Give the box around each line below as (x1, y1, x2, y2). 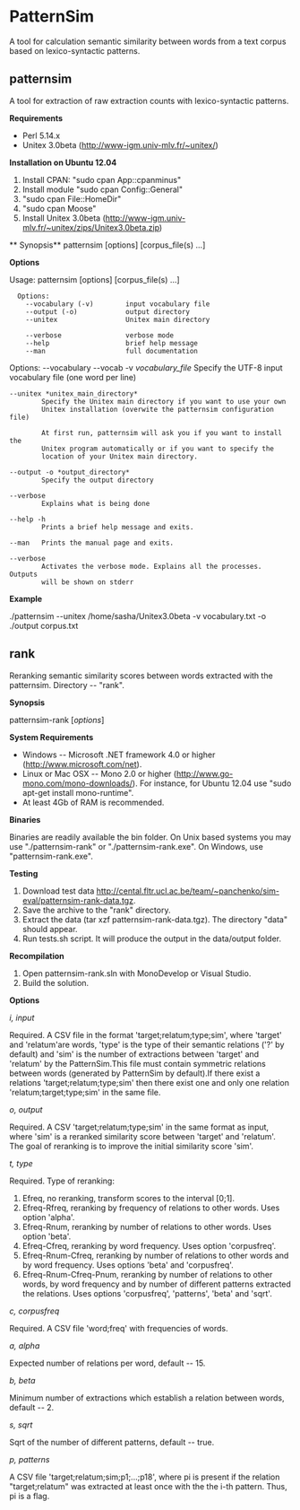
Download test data (21, 886, 95, 896)
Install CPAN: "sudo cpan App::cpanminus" (21, 174, 182, 185)
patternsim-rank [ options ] (9, 714, 105, 725)
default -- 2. (9, 1401, 55, 1412)
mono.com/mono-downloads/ (21, 778, 133, 789)
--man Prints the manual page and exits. (9, 538, 175, 547)
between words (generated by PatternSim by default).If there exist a (9, 1068, 261, 1078)
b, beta (9, 1375, 36, 1385)
